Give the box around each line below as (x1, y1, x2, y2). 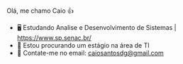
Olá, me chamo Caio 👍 (6, 6, 74, 15)
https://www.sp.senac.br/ (16, 33, 91, 42)
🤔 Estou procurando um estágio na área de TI (16, 41, 150, 49)
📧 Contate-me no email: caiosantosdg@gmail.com (16, 49, 164, 57)
